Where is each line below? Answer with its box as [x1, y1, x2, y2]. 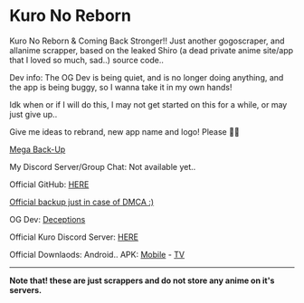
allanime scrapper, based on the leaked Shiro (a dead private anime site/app [9, 44, 294, 55]
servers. [9, 284, 43, 295]
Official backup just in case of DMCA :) [9, 196, 155, 207]
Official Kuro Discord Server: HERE [9, 232, 138, 242]
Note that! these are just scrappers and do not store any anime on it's [9, 275, 275, 286]
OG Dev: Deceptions [9, 213, 86, 224]
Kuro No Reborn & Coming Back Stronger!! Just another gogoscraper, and [9, 35, 285, 46]
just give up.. [9, 109, 58, 119]
